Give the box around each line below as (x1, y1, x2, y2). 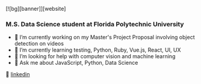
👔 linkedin (5, 71, 30, 78)
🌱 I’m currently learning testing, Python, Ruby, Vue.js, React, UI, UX (14, 46, 181, 53)
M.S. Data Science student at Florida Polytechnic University (5, 20, 184, 28)
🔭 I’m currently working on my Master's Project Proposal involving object (14, 34, 195, 41)
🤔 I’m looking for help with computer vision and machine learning (14, 53, 176, 60)
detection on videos (14, 40, 64, 47)
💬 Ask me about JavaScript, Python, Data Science (14, 59, 138, 67)
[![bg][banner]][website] (5, 5, 66, 12)
